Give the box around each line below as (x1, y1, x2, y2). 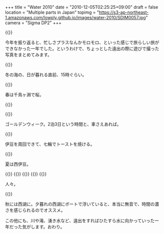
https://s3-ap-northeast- (98, 9, 149, 15)
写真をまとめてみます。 (5, 52, 52, 58)
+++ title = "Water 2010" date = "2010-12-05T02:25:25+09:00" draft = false (5, 4, 158, 10)
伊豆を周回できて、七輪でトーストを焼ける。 (5, 141, 95, 147)
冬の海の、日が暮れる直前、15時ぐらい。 (5, 72, 87, 78)
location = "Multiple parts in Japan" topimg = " (5, 9, 99, 15)
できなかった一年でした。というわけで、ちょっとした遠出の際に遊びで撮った (5, 46, 160, 51)
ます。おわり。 (35, 224, 65, 230)
